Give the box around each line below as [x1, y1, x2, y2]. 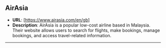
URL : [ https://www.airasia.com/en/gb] [12, 17, 90, 23]
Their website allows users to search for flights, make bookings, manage [12, 27, 160, 33]
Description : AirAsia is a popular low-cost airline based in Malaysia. [12, 22, 151, 28]
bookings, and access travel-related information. [12, 32, 112, 38]
